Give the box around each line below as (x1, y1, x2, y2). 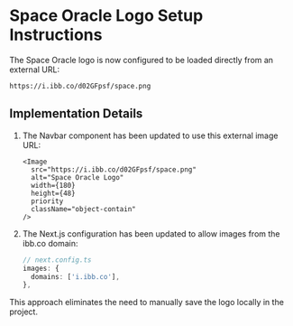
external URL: (9, 64, 60, 75)
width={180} (31, 181, 76, 190)
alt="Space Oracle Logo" (31, 172, 124, 182)
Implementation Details (9, 106, 143, 122)
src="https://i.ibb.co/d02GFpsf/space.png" (31, 164, 197, 174)
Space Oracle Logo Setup (9, 5, 204, 26)
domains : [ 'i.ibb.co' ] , (31, 272, 120, 281)
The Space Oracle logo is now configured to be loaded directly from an (9, 54, 273, 65)
